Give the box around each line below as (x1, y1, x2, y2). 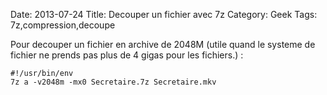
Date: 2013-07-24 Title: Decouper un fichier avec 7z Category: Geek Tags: (10, 9, 318, 20)
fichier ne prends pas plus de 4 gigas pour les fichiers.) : (10, 49, 244, 61)
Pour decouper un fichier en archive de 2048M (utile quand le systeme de (10, 39, 316, 50)
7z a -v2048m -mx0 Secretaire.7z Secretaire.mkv (10, 77, 217, 87)
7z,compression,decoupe (10, 19, 116, 31)
